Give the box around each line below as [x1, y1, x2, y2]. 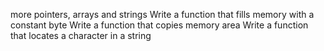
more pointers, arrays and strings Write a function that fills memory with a [10, 9, 315, 20]
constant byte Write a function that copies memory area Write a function [10, 19, 309, 31]
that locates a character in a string [10, 30, 152, 41]
